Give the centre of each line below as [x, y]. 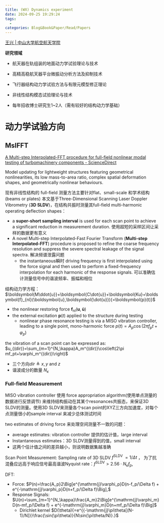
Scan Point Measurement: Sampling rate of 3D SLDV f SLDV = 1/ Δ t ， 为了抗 [81, 457]
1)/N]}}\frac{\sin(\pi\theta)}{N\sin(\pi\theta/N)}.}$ [69, 515]
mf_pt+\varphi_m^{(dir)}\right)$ [37, 354]
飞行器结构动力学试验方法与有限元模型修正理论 [59, 85]
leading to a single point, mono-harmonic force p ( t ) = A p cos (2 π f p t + [88, 326]
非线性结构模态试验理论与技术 [42, 95]
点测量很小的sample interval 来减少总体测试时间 [53, 413]
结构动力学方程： [22, 289]
